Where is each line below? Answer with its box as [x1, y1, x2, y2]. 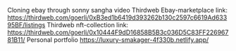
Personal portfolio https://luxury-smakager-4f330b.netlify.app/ [26, 36, 209, 44]
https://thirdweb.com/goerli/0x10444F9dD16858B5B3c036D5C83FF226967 [7, 28, 229, 36]
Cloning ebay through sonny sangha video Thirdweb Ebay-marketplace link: [7, 6, 228, 14]
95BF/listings [7, 21, 46, 29]
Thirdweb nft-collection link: [46, 21, 129, 29]
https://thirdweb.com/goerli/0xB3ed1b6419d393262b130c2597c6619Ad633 [7, 13, 228, 22]
